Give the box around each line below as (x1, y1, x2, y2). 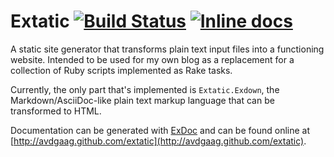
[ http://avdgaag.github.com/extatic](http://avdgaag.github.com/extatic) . (10, 135, 307, 147)
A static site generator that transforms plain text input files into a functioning (10, 43, 325, 55)
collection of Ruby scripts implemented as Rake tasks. (10, 64, 233, 76)
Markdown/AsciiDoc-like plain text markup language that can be (10, 94, 275, 106)
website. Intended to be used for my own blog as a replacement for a (10, 53, 295, 65)
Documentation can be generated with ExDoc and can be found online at (10, 124, 311, 136)
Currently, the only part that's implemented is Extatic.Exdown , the (10, 83, 280, 95)
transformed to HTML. (10, 105, 102, 117)
